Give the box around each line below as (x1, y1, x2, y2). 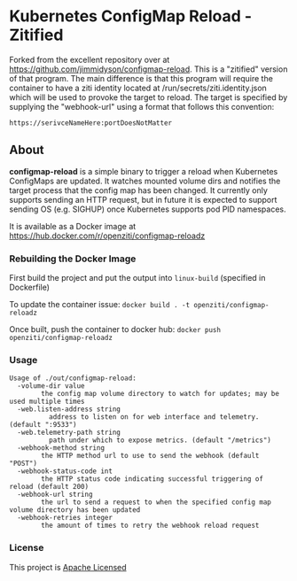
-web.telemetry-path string (17, 428, 121, 438)
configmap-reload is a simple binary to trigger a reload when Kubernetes (9, 166, 278, 176)
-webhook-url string (17, 490, 93, 500)
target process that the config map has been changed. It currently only (9, 184, 269, 196)
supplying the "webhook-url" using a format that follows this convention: (9, 101, 275, 112)
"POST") (9, 459, 38, 469)
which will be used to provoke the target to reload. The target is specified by (9, 91, 288, 103)
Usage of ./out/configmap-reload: (9, 374, 137, 383)
